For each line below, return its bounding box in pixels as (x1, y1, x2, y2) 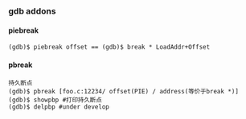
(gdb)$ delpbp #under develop (8, 103, 110, 111)
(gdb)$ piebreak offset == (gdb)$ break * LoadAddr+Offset (8, 43, 211, 51)
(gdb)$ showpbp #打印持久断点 (8, 96, 102, 105)
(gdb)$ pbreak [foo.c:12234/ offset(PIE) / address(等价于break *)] (8, 88, 240, 96)
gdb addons (8, 6, 56, 17)
